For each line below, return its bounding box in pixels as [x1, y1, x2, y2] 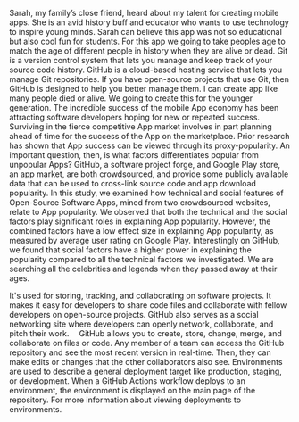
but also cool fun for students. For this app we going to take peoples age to [9, 36, 286, 46]
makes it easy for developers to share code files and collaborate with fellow [9, 300, 287, 310]
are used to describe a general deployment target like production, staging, [9, 366, 283, 376]
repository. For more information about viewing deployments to [9, 394, 242, 405]
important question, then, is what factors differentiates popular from [9, 150, 259, 160]
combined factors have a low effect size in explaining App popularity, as [9, 226, 274, 236]
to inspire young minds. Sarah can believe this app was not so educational [9, 27, 283, 37]
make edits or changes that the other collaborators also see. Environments [9, 357, 283, 367]
